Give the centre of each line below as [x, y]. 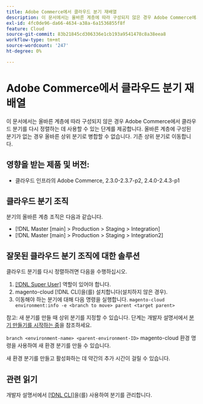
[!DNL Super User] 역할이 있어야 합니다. [63, 284]
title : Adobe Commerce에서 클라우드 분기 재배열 [62, 12]
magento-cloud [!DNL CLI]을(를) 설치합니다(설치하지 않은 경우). [91, 292]
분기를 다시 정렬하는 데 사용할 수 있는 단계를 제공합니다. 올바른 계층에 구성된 [102, 129]
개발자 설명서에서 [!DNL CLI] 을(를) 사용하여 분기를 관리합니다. [79, 395]
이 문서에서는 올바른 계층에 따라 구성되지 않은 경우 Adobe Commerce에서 [93, 121]
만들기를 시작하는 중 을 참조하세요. [52, 325]
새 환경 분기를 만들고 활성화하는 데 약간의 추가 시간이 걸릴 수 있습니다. [88, 358]
